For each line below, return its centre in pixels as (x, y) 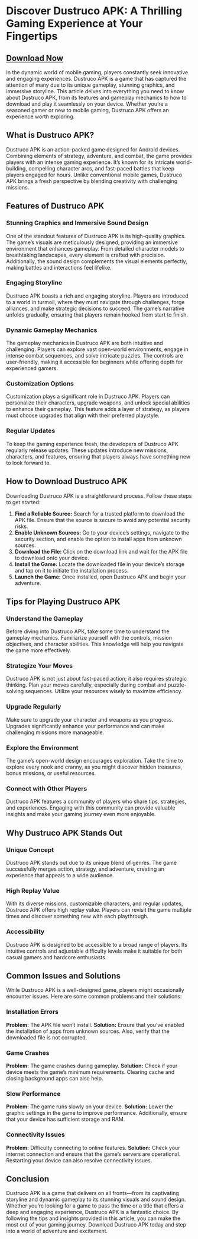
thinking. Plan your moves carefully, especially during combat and (86, 685)
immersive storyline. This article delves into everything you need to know (95, 91)
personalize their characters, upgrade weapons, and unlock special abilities (98, 403)
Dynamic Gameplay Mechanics (52, 330)
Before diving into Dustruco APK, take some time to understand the (88, 631)
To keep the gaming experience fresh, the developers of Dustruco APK (92, 444)
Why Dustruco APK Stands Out (64, 833)
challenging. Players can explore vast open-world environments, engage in (98, 349)
